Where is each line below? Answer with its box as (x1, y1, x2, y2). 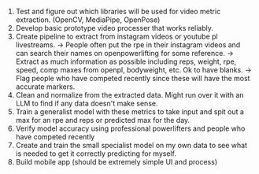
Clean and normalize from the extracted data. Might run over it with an (15, 91, 244, 99)
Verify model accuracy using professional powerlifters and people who (15, 124, 246, 133)
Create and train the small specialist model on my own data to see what (15, 141, 248, 150)
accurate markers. (15, 82, 76, 91)
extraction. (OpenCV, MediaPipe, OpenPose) (15, 15, 161, 24)
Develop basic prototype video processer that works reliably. (15, 24, 214, 32)
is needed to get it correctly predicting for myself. (15, 149, 177, 158)
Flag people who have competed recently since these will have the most (15, 74, 250, 83)
